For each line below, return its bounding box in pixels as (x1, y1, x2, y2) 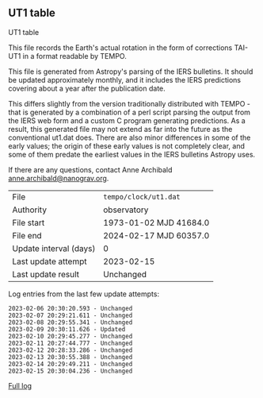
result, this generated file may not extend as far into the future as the (8, 124, 233, 133)
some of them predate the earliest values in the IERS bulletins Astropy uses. (8, 149, 256, 159)
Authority (12, 204, 48, 215)
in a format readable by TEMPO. (22, 51, 127, 60)
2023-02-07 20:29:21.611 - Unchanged (8, 311, 133, 319)
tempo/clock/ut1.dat (102, 192, 181, 201)
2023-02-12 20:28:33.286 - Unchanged (8, 346, 133, 354)
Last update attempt (12, 256, 87, 267)
